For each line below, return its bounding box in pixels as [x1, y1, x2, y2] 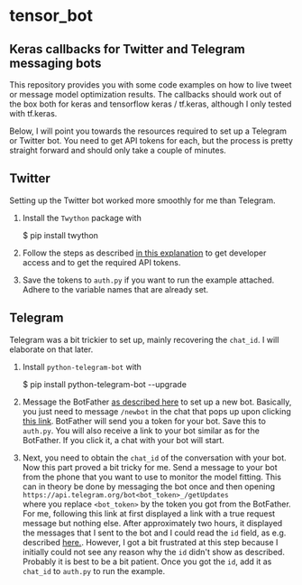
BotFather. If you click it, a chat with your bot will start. [22, 434, 225, 445]
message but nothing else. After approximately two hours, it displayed [22, 517, 283, 528]
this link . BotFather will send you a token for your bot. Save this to [22, 415, 266, 426]
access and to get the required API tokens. [22, 256, 181, 267]
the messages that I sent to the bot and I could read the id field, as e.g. [22, 527, 287, 538]
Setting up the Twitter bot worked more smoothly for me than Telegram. [9, 195, 276, 206]
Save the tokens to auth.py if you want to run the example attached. [22, 274, 275, 285]
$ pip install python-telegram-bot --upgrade [22, 378, 188, 389]
